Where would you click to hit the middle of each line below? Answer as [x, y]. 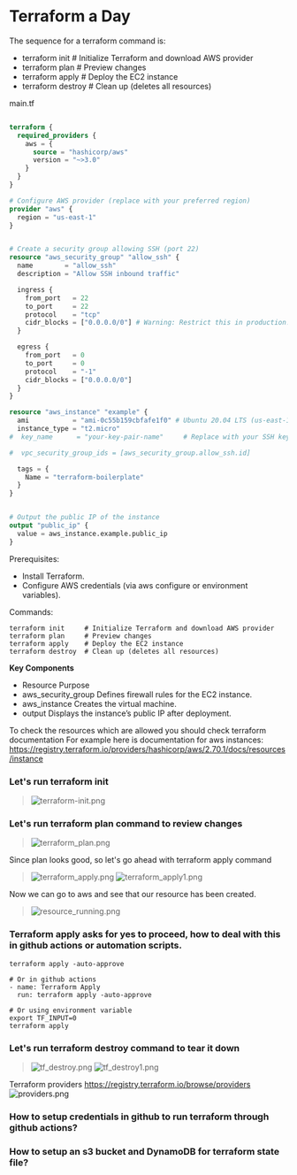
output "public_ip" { [49, 526]
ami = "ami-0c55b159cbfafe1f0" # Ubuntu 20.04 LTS [132, 421]
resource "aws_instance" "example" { [79, 412]
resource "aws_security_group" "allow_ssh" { [94, 257]
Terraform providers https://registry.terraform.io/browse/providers [130, 1084]
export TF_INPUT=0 [43, 1018]
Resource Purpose [56, 685]
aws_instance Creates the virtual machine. [99, 703]
